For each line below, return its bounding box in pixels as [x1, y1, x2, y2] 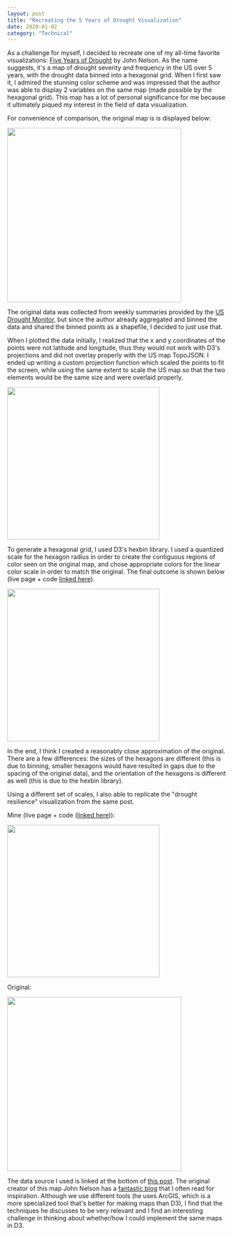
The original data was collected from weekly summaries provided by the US [7, 308, 225, 316]
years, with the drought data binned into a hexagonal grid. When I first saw [7, 71, 221, 79]
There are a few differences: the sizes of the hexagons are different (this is [7, 754, 221, 763]
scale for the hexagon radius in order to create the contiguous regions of [7, 553, 216, 561]
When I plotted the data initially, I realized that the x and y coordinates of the [7, 336, 226, 345]
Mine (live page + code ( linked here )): [7, 811, 115, 820]
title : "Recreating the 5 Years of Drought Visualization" [7, 17, 182, 24]
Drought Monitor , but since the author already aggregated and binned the [7, 315, 218, 324]
